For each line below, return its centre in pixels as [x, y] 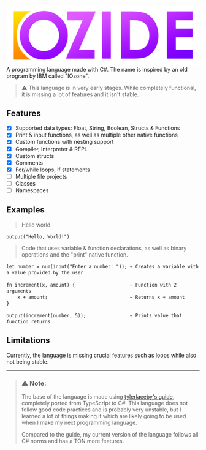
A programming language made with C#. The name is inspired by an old [97, 69]
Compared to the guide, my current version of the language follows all [110, 434]
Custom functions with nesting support [64, 142]
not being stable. [28, 362]
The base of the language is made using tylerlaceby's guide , [98, 396]
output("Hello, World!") [38, 237]
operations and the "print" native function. [75, 254]
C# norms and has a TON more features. [73, 441]
